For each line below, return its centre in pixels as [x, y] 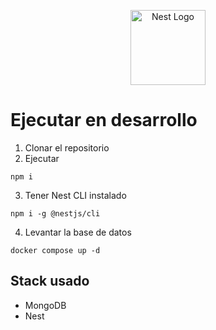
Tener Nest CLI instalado [75, 195]
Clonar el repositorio [67, 147]
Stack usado [50, 281]
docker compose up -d [55, 250]
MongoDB [45, 305]
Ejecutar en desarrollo [104, 120]
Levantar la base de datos [78, 232]
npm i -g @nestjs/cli [55, 213]
